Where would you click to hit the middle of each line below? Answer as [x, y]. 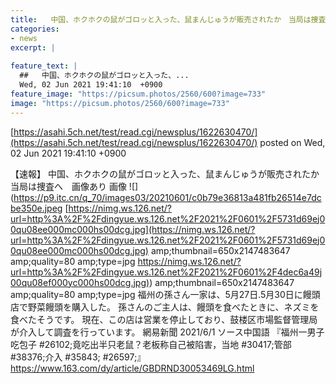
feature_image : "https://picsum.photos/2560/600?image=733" [138, 94]
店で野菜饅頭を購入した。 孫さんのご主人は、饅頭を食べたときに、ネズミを [165, 307]
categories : [35, 29]
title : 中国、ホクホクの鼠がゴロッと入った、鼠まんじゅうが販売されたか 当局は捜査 [168, 19]
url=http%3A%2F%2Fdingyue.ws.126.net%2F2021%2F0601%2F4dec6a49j [166, 272]
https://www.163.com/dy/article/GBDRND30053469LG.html [132, 368]
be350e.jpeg [36, 208]
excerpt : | [33, 47]
